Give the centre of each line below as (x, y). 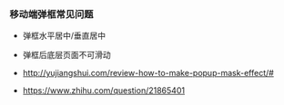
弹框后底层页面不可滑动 (66, 55)
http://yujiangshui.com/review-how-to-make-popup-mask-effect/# (148, 73)
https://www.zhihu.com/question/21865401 (103, 91)
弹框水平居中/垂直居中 (64, 36)
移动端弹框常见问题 (51, 14)
